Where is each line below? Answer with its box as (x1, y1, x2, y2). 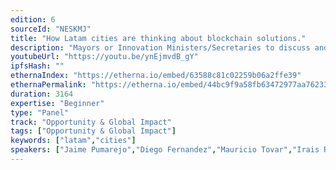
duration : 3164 (10, 89, 74, 99)
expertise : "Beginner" (10, 98, 105, 108)
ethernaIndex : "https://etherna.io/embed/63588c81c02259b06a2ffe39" (10, 71, 302, 81)
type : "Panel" (10, 107, 70, 118)
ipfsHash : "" (10, 61, 65, 71)
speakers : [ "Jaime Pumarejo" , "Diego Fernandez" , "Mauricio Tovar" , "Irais (10, 145, 320, 155)
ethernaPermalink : (10, 80, 87, 90)
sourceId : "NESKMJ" (10, 24, 92, 34)
